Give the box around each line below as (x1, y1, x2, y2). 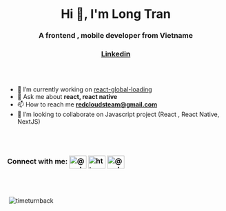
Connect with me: (7, 157, 68, 166)
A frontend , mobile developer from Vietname (38, 31, 194, 41)
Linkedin (101, 49, 131, 59)
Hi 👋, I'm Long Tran (61, 6, 171, 22)
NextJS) (17, 118, 41, 126)
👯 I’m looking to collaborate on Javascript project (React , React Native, (17, 110, 220, 119)
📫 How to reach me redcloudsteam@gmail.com (17, 100, 158, 109)
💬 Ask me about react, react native (17, 93, 118, 101)
